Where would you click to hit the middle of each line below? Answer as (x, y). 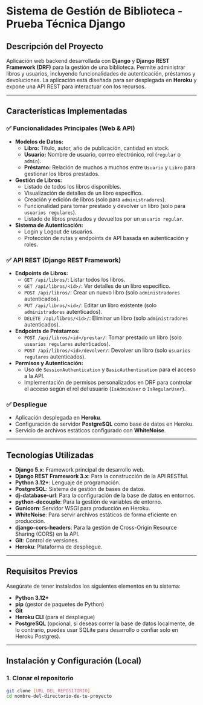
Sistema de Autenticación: (49, 225)
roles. (31, 244)
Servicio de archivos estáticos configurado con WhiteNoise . (90, 430)
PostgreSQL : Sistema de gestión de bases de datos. (80, 489)
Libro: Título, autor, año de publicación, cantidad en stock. (97, 148)
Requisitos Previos (42, 572)
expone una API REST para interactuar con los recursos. (76, 86)
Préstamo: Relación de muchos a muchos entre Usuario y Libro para (110, 167)
